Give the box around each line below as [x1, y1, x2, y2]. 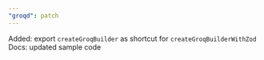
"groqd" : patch [8, 11, 59, 20]
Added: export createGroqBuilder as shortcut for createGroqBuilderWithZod [8, 34, 257, 43]
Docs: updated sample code [8, 42, 102, 52]
